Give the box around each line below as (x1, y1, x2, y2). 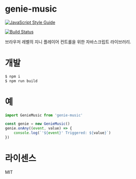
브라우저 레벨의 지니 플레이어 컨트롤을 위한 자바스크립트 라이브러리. (5, 39, 131, 45)
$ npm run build (5, 79, 38, 83)
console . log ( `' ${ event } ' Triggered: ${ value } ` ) (14, 130, 111, 135)
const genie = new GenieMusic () (5, 121, 70, 127)
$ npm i (5, 74, 21, 79)
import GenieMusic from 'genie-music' (5, 113, 83, 117)
